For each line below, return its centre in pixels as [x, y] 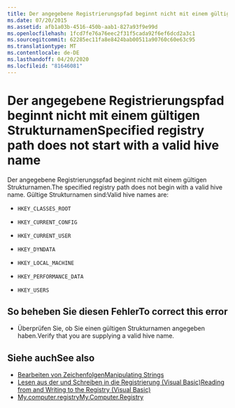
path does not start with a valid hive [113, 145]
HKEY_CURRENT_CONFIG [47, 222]
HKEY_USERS [33, 290]
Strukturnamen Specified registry [106, 130]
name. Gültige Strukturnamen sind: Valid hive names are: [88, 194]
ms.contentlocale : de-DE [43, 53]
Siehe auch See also [51, 358]
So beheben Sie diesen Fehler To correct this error [117, 312]
